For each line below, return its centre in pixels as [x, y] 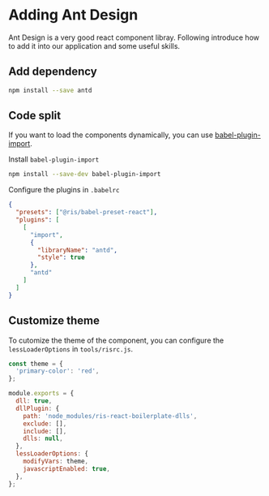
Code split [35, 116]
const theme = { [36, 364]
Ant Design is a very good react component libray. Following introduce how [134, 37]
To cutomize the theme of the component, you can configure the [116, 340]
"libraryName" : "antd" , [77, 250]
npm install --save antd [50, 90]
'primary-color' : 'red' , [58, 371]
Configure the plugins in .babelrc [64, 190]
